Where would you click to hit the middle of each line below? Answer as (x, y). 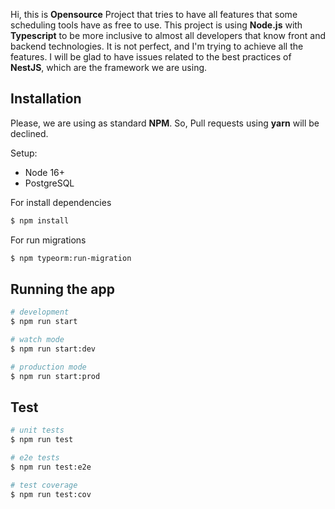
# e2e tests (35, 458)
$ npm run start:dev (53, 349)
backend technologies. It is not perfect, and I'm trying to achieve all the (157, 46)
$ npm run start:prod (55, 376)
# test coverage (44, 485)
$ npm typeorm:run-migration (71, 258)
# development (40, 312)
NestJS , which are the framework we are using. (109, 67)
